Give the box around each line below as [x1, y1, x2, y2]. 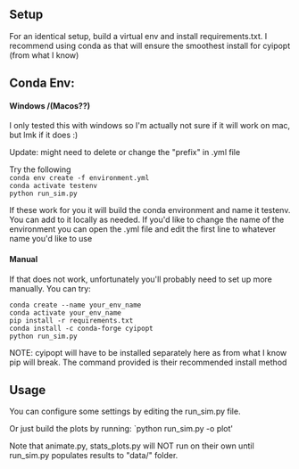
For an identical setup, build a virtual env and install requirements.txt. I [9, 30, 268, 41]
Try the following [9, 164, 71, 175]
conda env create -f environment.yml [9, 174, 150, 183]
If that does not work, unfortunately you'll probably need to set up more [9, 274, 272, 284]
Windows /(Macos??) [9, 100, 91, 111]
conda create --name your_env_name [9, 300, 142, 309]
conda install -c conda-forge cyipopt [9, 324, 154, 333]
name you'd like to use [9, 234, 93, 244]
